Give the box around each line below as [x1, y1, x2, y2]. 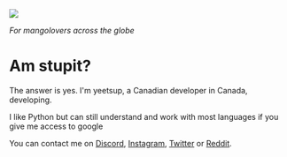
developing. [9, 94, 52, 105]
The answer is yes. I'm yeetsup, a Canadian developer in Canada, [9, 85, 248, 95]
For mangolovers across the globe [9, 26, 135, 35]
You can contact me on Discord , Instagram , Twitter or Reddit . [9, 138, 232, 148]
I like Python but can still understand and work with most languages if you [9, 111, 279, 122]
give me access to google [9, 121, 104, 131]
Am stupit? [9, 56, 91, 76]
